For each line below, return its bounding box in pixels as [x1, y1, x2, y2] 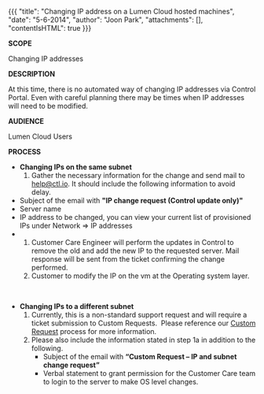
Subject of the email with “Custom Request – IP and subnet [42, 352, 237, 361]
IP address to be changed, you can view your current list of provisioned [19, 213, 251, 221]
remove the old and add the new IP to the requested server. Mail [31, 246, 240, 255]
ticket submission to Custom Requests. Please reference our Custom [31, 318, 256, 328]
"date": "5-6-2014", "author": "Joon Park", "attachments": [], [8, 15, 203, 24]
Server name [19, 204, 61, 214]
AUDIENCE [8, 117, 45, 125]
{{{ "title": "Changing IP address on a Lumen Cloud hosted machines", [8, 7, 235, 16]
